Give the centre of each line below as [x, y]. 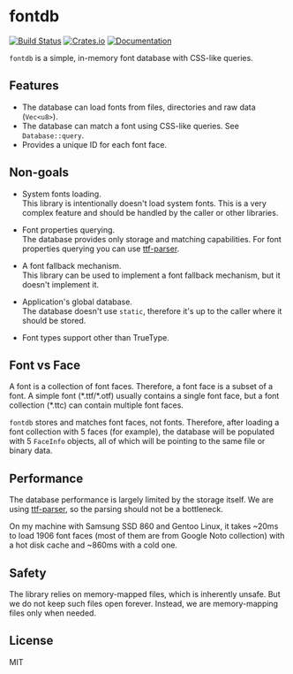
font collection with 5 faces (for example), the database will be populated [142, 432]
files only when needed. [53, 613]
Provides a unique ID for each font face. [94, 144]
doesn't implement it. [60, 284]
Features [34, 86]
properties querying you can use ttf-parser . [101, 249]
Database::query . [53, 135]
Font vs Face [45, 365]
